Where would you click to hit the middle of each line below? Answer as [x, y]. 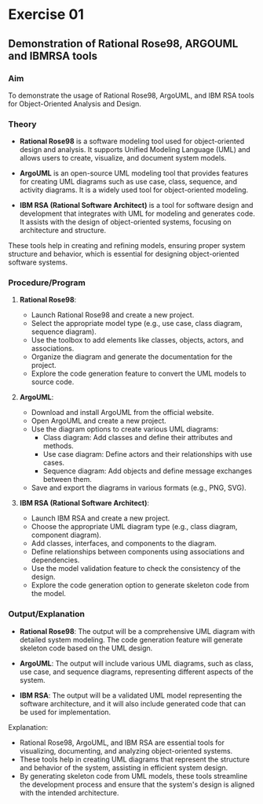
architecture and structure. [63, 231]
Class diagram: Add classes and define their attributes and [138, 438]
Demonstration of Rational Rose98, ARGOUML [123, 44]
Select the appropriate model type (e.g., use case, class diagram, [137, 324]
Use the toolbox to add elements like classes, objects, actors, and [137, 340]
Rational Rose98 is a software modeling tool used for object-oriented [132, 141]
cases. [54, 463]
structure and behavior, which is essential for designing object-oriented [124, 254]
